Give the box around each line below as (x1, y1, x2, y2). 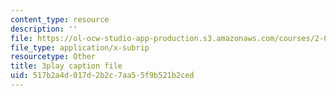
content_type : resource (10, 14, 110, 25)
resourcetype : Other (10, 52, 97, 62)
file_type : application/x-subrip (10, 42, 150, 53)
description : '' (10, 24, 78, 34)
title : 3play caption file (10, 61, 123, 71)
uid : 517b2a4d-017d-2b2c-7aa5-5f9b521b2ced (10, 71, 195, 81)
